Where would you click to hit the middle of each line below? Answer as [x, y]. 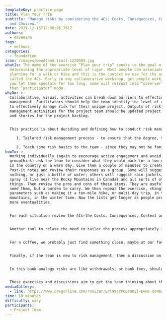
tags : [11, 42]
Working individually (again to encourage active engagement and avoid [85, 156]
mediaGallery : [20, 287]
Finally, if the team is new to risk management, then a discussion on [85, 256]
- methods [20, 47]
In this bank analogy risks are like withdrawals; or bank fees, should [86, 269]
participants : [20, 305]
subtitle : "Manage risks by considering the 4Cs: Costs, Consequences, [81, 19]
